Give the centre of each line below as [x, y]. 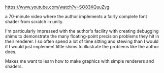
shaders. [14, 66]
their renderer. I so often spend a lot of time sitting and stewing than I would [82, 41]
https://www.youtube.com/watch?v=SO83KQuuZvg [57, 7]
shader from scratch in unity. [34, 22]
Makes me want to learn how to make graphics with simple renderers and [80, 61]
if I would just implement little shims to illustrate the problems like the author [82, 46]
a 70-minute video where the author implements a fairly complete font [76, 16]
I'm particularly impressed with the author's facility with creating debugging [82, 31]
